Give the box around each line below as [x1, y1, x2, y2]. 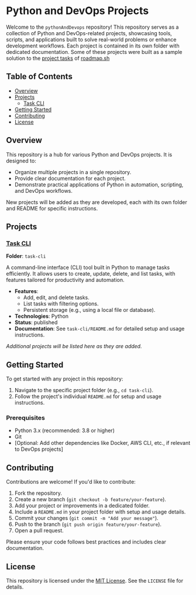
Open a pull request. [14, 527, 64, 534]
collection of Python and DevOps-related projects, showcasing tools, [6, 29, 173, 36]
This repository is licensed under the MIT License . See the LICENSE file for [6, 577, 183, 584]
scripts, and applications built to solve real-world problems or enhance [6, 36, 177, 43]
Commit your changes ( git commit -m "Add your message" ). [14, 515, 159, 522]
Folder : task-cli [6, 253, 46, 260]
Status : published [14, 319, 58, 326]
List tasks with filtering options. [23, 300, 99, 307]
